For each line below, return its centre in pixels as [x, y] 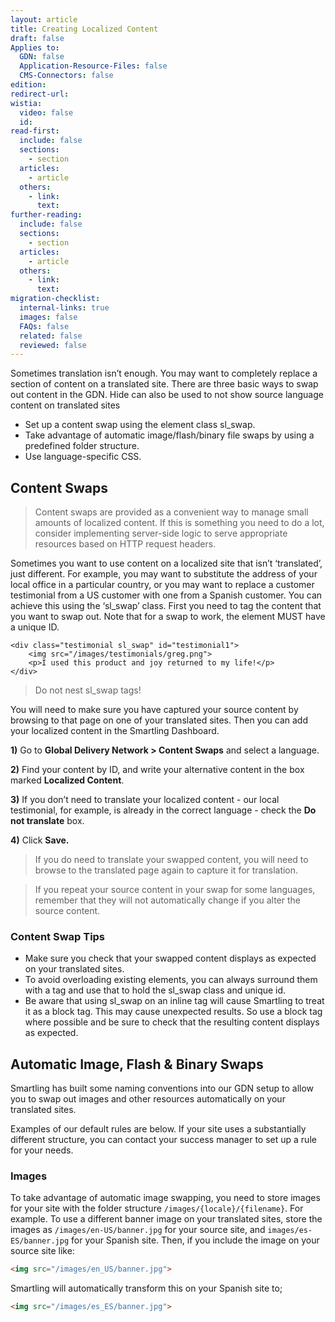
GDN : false [42, 57]
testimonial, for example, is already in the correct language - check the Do [163, 810]
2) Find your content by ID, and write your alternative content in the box [157, 770]
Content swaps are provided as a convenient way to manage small [171, 512]
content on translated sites [65, 405]
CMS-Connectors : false [66, 76]
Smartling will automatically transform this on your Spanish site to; [146, 1288]
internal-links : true [64, 308]
